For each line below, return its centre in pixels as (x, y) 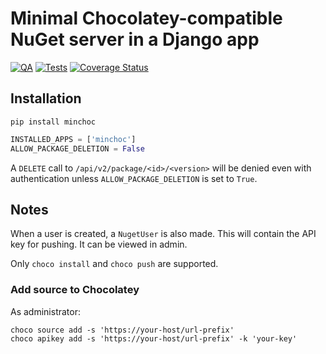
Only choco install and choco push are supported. (114, 264)
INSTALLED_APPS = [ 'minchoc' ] (73, 139)
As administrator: (45, 311)
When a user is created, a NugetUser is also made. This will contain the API (163, 234)
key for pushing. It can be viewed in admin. (99, 244)
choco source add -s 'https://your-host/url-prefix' (122, 330)
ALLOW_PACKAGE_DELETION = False (77, 148)
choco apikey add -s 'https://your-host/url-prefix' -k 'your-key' (154, 338)
